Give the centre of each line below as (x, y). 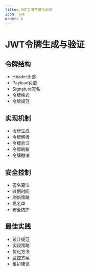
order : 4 (14, 19)
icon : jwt (15, 14)
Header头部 (24, 77)
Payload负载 (25, 83)
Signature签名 (26, 89)
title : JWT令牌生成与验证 (29, 10)
